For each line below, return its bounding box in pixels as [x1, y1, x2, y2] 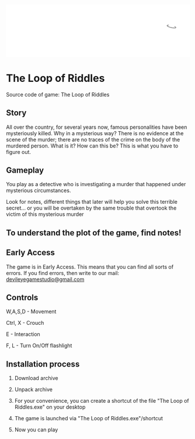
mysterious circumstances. [6, 187, 71, 194]
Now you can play [14, 426, 58, 433]
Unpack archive [14, 386, 53, 393]
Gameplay [6, 165, 44, 175]
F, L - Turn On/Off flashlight [6, 342, 72, 349]
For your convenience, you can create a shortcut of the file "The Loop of [14, 397, 190, 404]
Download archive [14, 375, 58, 382]
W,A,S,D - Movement [6, 308, 57, 315]
